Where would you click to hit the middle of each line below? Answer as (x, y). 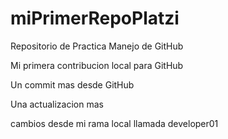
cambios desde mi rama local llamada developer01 (114, 123)
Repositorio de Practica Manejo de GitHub (97, 46)
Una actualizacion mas (57, 104)
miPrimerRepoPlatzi (95, 18)
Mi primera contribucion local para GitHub (97, 65)
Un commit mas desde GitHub (72, 84)
